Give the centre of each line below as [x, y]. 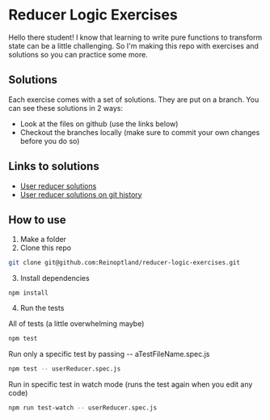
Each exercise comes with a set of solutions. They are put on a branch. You [134, 100]
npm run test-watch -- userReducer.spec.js [83, 408]
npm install [28, 293]
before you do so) [50, 141]
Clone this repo [45, 248]
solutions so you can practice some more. [78, 54]
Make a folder [43, 240]
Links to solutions [54, 166]
